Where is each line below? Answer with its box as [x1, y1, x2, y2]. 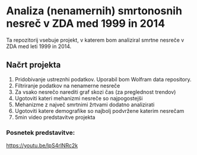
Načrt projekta [6, 60, 61, 70]
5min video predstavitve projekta [14, 113, 96, 121]
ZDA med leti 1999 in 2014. [6, 43, 72, 50]
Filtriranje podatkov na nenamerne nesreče [14, 82, 120, 89]
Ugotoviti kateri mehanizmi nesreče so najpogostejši [14, 94, 143, 102]
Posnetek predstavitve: [6, 128, 75, 137]
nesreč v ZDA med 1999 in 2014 [6, 17, 165, 30]
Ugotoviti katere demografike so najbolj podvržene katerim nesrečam [14, 107, 185, 114]
